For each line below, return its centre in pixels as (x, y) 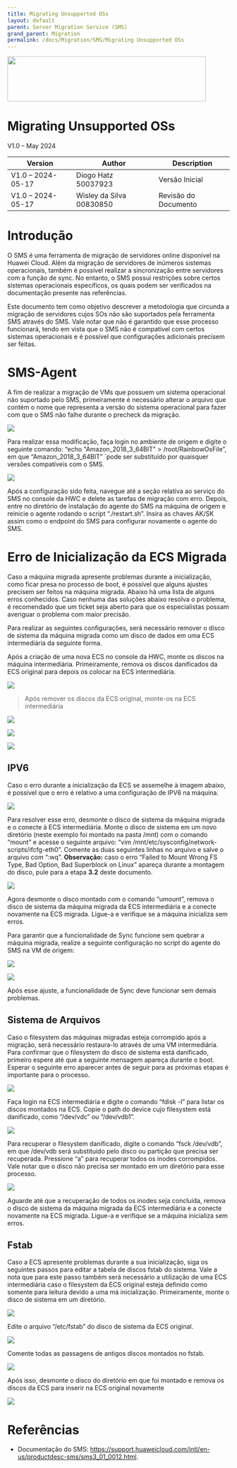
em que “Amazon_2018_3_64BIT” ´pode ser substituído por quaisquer (108, 456)
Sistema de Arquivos (54, 1020)
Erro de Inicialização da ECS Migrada (117, 557)
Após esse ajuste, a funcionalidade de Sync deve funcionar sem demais (112, 990)
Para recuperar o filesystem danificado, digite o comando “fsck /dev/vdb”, (115, 1143)
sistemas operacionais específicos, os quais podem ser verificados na (109, 285)
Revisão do (177, 196)
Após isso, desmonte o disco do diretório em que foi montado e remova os (116, 1380)
